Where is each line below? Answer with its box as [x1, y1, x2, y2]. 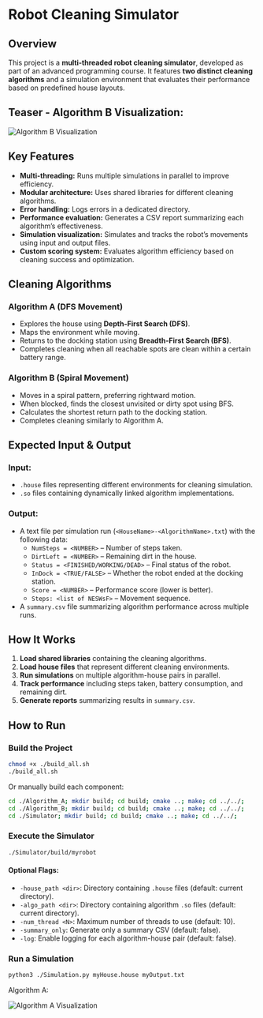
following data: [19, 535, 69, 544]
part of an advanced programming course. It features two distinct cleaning [8, 66, 254, 76]
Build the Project [8, 742, 73, 753]
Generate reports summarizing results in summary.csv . [19, 696, 195, 705]
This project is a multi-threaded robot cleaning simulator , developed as [8, 58, 244, 67]
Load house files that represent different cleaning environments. [19, 662, 230, 672]
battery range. [19, 353, 67, 362]
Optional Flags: [8, 866, 59, 875]
